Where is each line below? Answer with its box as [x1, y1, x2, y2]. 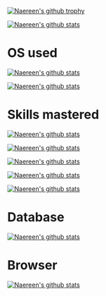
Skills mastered [7, 106, 100, 123]
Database [7, 209, 65, 226]
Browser [7, 257, 58, 273]
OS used [7, 45, 58, 61]
